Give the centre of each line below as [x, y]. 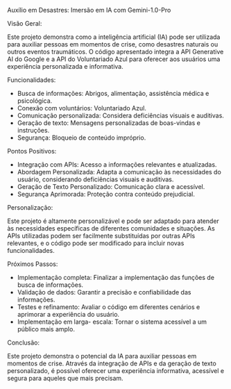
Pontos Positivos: [32, 151]
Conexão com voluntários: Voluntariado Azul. [82, 108]
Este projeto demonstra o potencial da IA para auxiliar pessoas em [102, 356]
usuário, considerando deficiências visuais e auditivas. [95, 179]
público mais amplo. [46, 329]
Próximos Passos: [33, 264]
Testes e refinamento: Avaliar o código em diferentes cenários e [109, 307]
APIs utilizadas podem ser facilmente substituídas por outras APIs [101, 236]
